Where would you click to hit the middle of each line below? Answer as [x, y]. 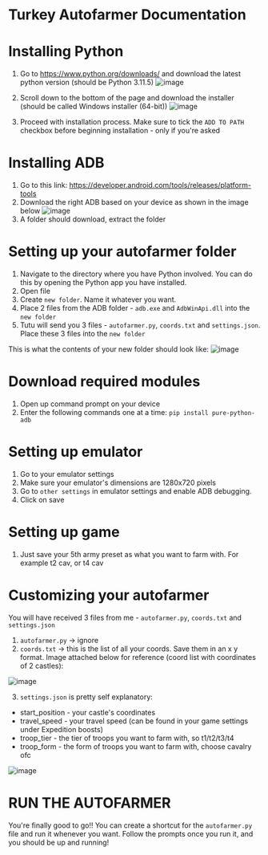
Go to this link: [44, 185]
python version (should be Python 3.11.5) [87, 83]
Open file [35, 291]
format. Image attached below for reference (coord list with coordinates [138, 657]
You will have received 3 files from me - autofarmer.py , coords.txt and [125, 617]
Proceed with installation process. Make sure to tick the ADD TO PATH [132, 122]
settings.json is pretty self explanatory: [86, 697]
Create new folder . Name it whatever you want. [98, 299]
